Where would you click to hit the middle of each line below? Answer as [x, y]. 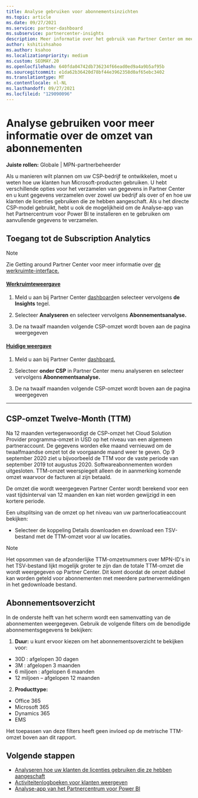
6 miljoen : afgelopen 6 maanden [55, 672]
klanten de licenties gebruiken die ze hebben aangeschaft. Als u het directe [98, 201]
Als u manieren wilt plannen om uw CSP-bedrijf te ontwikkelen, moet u [92, 176]
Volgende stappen [41, 756]
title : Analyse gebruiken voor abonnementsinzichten [72, 12]
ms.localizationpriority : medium [47, 56]
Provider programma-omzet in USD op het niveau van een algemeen [89, 439]
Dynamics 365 [32, 713]
